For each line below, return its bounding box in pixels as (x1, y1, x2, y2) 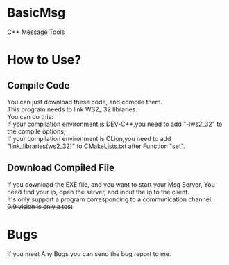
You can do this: (7, 112, 53, 120)
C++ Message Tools (7, 28, 65, 36)
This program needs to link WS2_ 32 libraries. (7, 105, 137, 113)
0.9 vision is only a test (7, 202, 73, 210)
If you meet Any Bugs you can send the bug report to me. (7, 249, 171, 257)
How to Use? (7, 52, 82, 68)
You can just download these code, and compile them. (7, 98, 163, 106)
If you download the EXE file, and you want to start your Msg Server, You (7, 180, 215, 188)
